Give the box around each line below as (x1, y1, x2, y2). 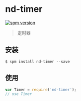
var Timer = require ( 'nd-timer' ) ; (5, 87, 77, 92)
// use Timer (5, 92, 32, 97)
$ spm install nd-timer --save (5, 59, 70, 64)
